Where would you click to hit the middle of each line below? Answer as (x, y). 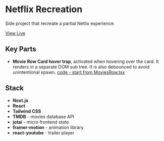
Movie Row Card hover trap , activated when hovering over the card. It (86, 61)
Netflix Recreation (44, 9)
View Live (15, 33)
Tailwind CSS (27, 111)
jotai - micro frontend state (41, 122)
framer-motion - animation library (48, 127)
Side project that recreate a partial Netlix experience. (60, 23)
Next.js (20, 100)
